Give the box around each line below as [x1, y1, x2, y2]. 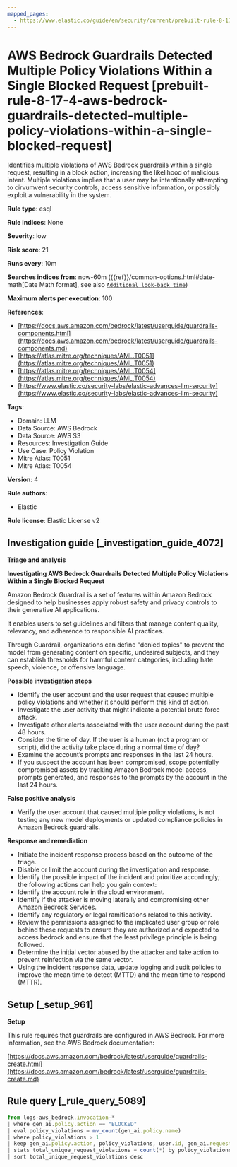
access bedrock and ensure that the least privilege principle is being [17, 933, 217, 942]
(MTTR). [17, 978, 42, 987]
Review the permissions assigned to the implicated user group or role [17, 918, 219, 927]
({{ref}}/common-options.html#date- [108, 273, 216, 281]
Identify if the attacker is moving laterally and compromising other [17, 896, 209, 904]
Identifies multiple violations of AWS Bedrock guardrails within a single [7, 160, 212, 170]
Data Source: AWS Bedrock [17, 424, 97, 433]
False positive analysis [7, 794, 75, 803]
